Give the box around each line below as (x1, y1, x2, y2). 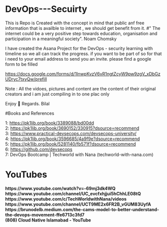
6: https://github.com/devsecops (5, 146, 73, 152)
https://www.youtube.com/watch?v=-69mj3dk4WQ (5, 185, 116, 191)
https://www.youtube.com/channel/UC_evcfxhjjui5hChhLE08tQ (5, 190, 141, 197)
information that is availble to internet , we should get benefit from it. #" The (5, 25, 161, 31)
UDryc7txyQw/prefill (5, 76, 47, 82)
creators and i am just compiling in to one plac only (5, 91, 110, 97)
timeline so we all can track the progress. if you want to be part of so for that (5, 51, 162, 57)
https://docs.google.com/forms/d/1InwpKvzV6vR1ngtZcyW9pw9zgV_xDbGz (5, 71, 161, 76)
